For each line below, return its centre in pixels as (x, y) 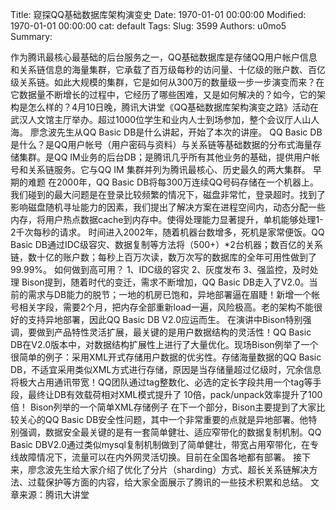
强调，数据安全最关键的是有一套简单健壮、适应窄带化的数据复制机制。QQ (170, 432)
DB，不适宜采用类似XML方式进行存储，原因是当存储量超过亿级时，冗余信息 (166, 369)
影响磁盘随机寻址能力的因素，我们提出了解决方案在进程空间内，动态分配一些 (168, 207)
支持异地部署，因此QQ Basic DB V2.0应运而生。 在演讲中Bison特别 (165, 319)
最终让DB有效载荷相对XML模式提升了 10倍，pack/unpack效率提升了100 (175, 394)
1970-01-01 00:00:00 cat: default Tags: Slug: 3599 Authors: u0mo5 (148, 26)
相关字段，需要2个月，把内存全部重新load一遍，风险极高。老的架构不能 (166, 307)
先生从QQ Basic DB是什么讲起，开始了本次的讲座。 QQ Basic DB (189, 132)
